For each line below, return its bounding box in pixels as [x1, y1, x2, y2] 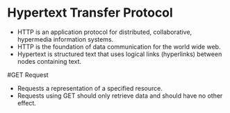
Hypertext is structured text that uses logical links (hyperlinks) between [17, 50, 222, 58]
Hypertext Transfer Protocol [7, 5, 174, 21]
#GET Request [7, 71, 49, 79]
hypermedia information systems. [17, 35, 114, 43]
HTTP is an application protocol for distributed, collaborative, [17, 28, 192, 36]
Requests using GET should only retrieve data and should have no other [17, 92, 223, 100]
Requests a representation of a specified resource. [17, 84, 163, 92]
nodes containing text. [17, 57, 82, 65]
